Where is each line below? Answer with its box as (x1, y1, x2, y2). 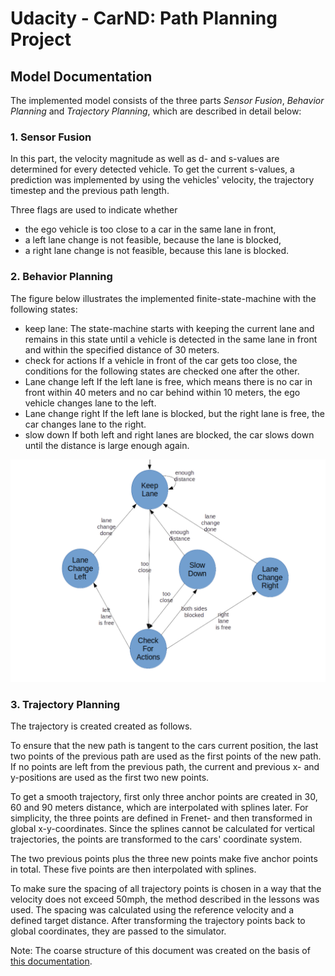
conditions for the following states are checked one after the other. (24, 365, 300, 377)
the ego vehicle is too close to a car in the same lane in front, (24, 223, 277, 236)
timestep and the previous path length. (10, 185, 170, 197)
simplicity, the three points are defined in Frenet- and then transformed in (10, 812, 313, 824)
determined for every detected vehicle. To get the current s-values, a (10, 163, 295, 176)
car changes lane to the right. (24, 418, 147, 430)
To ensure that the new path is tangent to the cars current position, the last (10, 740, 319, 752)
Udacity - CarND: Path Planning (10, 7, 278, 30)
